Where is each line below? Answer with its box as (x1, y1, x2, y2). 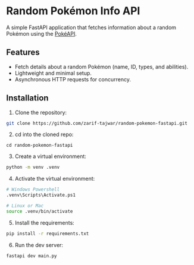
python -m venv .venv (6, 165, 60, 171)
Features (6, 48, 40, 58)
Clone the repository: (14, 109, 67, 116)
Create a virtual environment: (14, 153, 86, 160)
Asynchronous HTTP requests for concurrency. (14, 75, 131, 83)
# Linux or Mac (6, 203, 44, 209)
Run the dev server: (14, 241, 64, 248)
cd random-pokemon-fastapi (6, 143, 73, 149)
